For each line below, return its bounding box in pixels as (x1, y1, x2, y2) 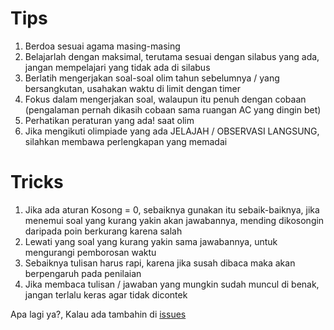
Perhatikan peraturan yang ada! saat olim (24, 114, 195, 126)
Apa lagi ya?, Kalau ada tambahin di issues (10, 308, 187, 320)
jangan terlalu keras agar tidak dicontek (24, 288, 188, 301)
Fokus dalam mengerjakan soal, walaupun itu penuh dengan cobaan (24, 93, 307, 105)
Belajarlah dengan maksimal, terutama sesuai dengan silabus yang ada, (24, 50, 320, 62)
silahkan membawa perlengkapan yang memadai (24, 135, 228, 147)
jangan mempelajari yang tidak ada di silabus (24, 61, 211, 73)
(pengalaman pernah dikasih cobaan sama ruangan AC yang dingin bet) (24, 103, 322, 116)
